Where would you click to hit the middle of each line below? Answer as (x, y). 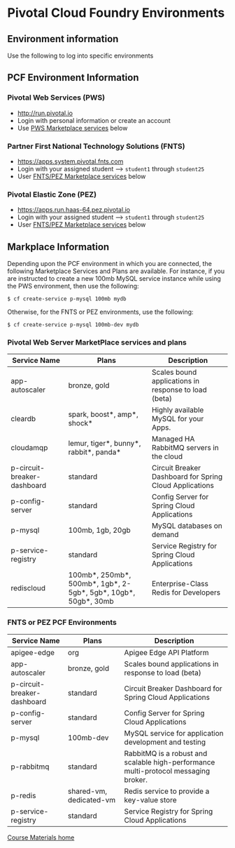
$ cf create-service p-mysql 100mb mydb (67, 299)
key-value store (150, 800)
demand (165, 535)
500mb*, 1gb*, (94, 584)
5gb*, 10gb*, (113, 592)
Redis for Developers (186, 592)
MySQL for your (178, 419)
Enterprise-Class (180, 584)
